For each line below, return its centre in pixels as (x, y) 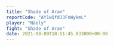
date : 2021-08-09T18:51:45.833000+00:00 (57, 34)
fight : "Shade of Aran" (36, 28)
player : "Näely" (26, 23)
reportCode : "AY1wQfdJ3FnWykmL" (46, 17)
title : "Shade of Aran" (36, 12)
